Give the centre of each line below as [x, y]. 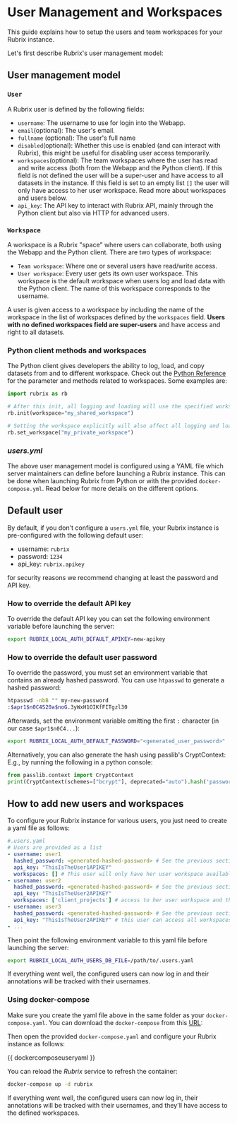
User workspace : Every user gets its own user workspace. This [108, 273]
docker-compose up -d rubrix [50, 1084]
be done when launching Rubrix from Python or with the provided [102, 480]
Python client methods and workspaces [77, 350]
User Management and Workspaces [115, 12]
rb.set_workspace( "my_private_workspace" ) [71, 432]
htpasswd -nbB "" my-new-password [58, 701]
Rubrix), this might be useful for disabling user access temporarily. [114, 153]
